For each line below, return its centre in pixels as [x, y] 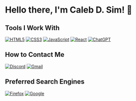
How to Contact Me [35, 55]
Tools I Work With [32, 28]
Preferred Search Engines [45, 82]
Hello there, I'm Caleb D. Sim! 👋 [69, 10]
